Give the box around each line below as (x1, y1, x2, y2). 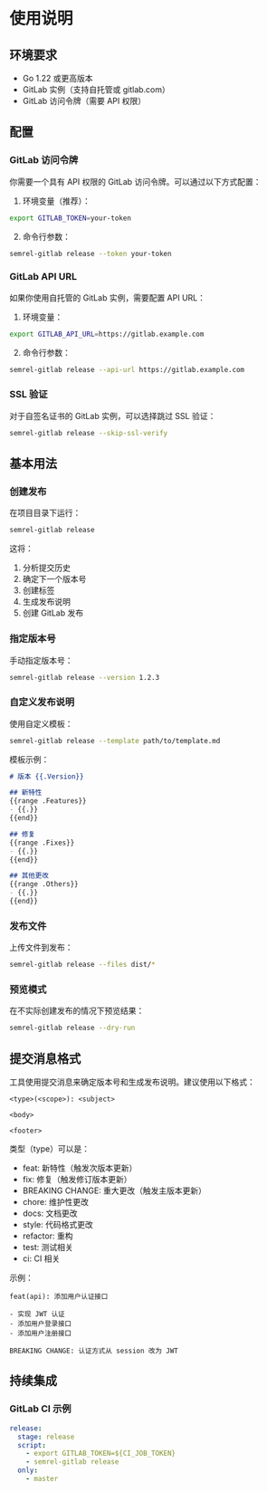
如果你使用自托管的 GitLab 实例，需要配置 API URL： (9, 292, 206, 303)
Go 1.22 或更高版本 (22, 73, 93, 83)
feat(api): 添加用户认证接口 (9, 1292, 109, 1302)
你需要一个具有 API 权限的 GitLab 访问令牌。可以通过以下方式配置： (9, 176, 262, 186)
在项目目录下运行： (9, 508, 81, 519)
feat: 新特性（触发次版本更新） (22, 1162, 138, 1173)
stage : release (17, 1432, 75, 1441)
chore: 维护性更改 (22, 1197, 89, 1208)
